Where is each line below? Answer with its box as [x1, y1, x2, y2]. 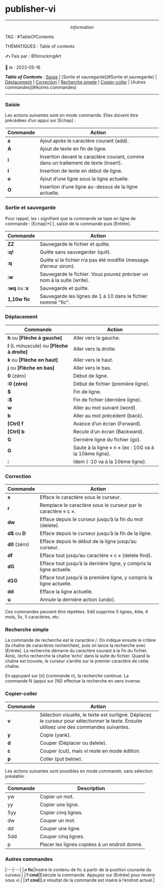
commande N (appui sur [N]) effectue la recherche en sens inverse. [5, 678, 142, 684]
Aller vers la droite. [73, 345, 116, 352]
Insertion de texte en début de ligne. [40, 168, 123, 175]
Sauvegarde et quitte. [40, 284, 89, 291]
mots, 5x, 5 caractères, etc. [5, 614, 60, 620]
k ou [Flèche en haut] [7, 356, 58, 363]
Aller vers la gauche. [73, 334, 121, 341]
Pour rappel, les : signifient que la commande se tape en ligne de [5, 215, 136, 221]
